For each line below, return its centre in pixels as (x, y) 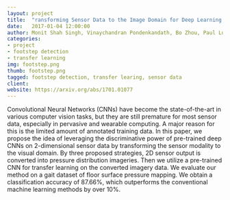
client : (18, 84)
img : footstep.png (33, 64)
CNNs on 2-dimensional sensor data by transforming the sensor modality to (114, 146)
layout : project (30, 13)
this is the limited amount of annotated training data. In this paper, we (105, 132)
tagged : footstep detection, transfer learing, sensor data (95, 77)
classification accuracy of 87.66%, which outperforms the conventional (107, 182)
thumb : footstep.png (37, 71)
